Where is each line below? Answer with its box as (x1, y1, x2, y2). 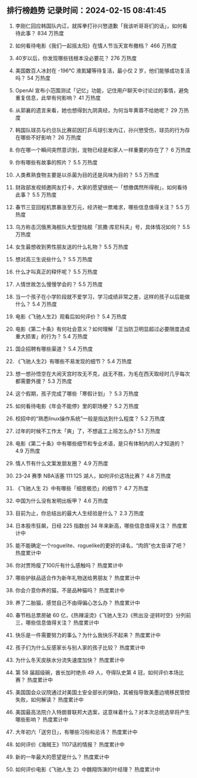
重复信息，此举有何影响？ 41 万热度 (15, 94, 101, 101)
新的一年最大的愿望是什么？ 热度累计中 (15, 753, 110, 760)
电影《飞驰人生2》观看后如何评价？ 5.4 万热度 (15, 313, 127, 320)
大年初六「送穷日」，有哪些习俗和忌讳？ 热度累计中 (15, 728, 138, 735)
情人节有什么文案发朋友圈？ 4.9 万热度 (15, 460, 108, 467)
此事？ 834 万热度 (20, 29, 64, 36)
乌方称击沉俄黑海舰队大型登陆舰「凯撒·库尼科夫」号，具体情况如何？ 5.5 (15, 223, 190, 230)
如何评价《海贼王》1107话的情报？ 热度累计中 (15, 740, 125, 747)
